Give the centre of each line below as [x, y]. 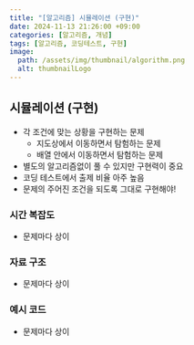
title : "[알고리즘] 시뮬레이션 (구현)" [74, 18]
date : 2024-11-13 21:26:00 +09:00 [75, 26]
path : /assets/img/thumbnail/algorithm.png [101, 60]
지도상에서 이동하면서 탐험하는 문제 [98, 143]
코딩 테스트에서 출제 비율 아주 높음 [83, 177]
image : [22, 52]
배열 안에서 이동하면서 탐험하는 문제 [100, 154]
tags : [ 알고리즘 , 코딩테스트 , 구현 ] [68, 43]
